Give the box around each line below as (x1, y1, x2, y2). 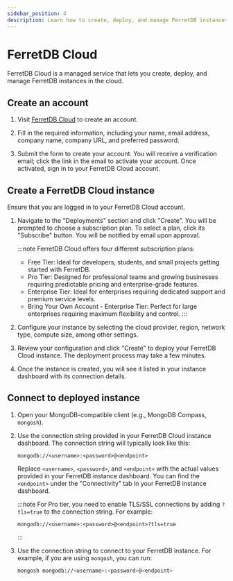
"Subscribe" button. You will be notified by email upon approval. (17, 231, 200, 239)
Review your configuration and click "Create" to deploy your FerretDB (17, 344, 216, 353)
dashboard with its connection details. (17, 372, 127, 380)
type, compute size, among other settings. (17, 330, 139, 339)
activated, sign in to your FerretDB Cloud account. (17, 165, 161, 173)
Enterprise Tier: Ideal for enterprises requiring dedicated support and (27, 287, 225, 296)
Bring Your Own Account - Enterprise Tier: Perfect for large (27, 303, 198, 311)
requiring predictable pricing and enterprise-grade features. (27, 280, 199, 289)
